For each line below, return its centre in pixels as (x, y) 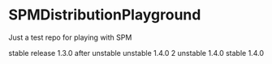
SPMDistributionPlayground (105, 15)
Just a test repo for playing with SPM (70, 37)
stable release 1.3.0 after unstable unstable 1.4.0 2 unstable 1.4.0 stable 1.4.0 (136, 53)
